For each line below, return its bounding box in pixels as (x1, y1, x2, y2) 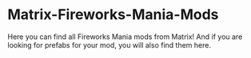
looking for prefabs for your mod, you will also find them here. (7, 40, 211, 49)
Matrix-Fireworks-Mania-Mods (7, 6, 219, 24)
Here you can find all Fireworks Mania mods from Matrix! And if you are (7, 32, 243, 41)
